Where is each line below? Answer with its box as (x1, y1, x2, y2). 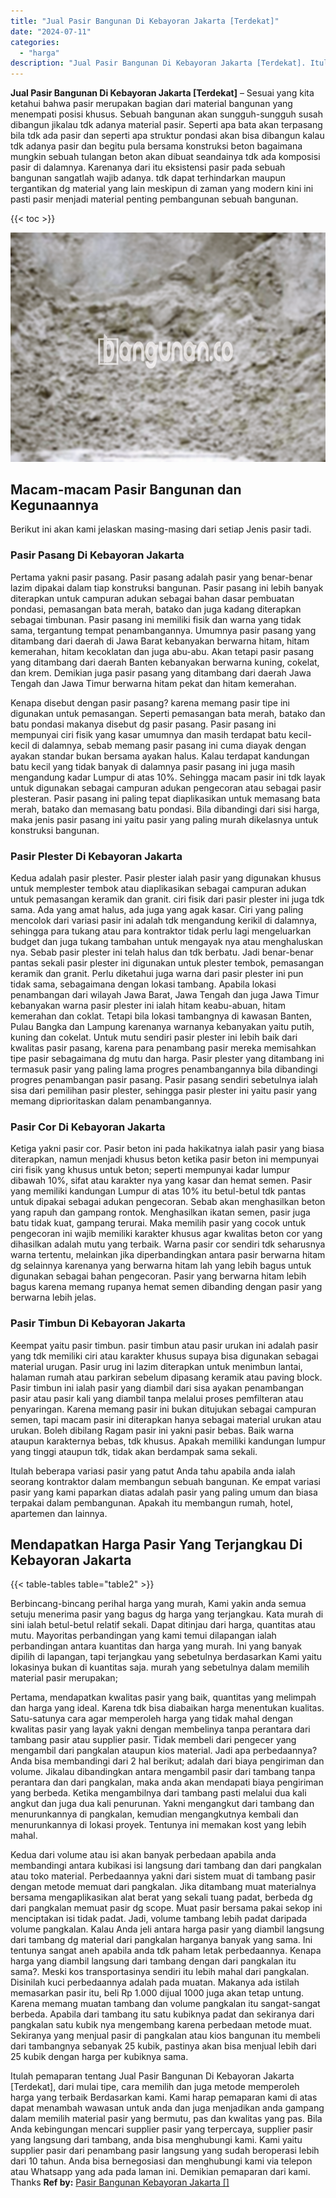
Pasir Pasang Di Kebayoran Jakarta (10, 548, 185, 562)
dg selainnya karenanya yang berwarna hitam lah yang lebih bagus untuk (10, 1260, 312, 1272)
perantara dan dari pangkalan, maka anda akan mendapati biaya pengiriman (10, 1776, 324, 1789)
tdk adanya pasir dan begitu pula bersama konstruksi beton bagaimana (10, 140, 303, 152)
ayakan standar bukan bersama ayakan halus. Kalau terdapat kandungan (10, 750, 310, 762)
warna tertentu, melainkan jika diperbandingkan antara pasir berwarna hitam (10, 1249, 326, 1261)
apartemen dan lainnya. (10, 1507, 108, 1519)
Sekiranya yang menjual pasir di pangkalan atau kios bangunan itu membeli (10, 2030, 321, 2042)
